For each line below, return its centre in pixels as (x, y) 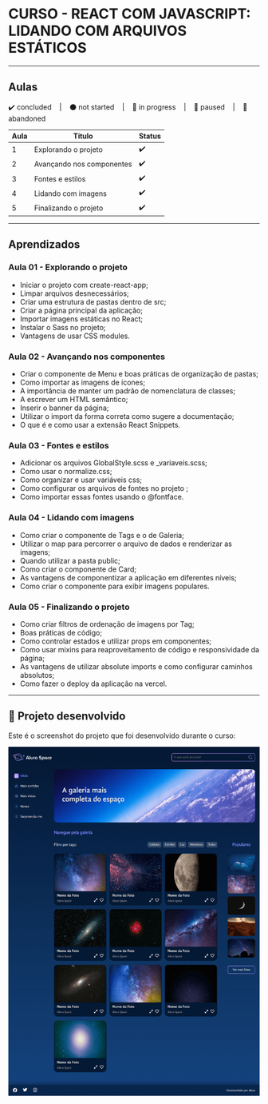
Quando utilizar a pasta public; (70, 560)
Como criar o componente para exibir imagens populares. (114, 586)
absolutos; (37, 675)
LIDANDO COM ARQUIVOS (98, 31)
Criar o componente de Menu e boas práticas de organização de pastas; (139, 373)
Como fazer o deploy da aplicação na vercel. (93, 684)
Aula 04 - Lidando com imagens (71, 518)
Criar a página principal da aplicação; (81, 310)
